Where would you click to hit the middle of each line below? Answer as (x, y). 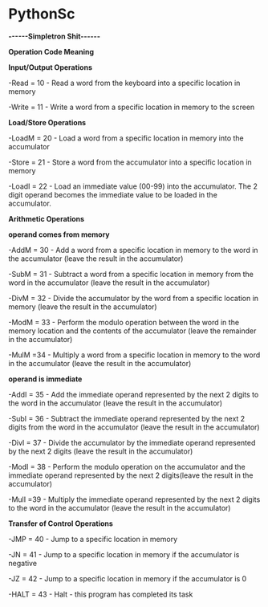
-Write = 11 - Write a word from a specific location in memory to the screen (132, 107)
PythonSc (42, 14)
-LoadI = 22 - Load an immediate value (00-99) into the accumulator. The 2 (133, 186)
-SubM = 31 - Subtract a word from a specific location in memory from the (131, 274)
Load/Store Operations (47, 122)
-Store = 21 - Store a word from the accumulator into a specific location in (130, 162)
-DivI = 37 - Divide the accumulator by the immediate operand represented (132, 442)
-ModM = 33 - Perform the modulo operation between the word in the (124, 322)
